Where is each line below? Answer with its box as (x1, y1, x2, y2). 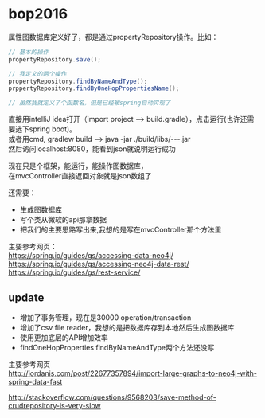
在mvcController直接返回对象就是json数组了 (8, 171, 153, 181)
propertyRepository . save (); (8, 55, 102, 64)
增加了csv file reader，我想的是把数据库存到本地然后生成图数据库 (19, 323, 235, 332)
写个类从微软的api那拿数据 (19, 215, 107, 225)
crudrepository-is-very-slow (8, 401, 101, 410)
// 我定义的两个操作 (8, 69, 67, 78)
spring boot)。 (29, 124, 77, 134)
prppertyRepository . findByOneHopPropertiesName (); (8, 84, 180, 92)
